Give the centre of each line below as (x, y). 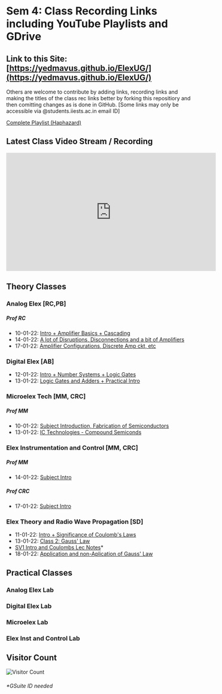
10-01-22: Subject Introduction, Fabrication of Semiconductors (92, 426)
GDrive (24, 37)
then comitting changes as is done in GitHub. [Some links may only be (92, 104)
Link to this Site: (37, 59)
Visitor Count (31, 658)
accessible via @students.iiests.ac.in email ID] (63, 111)
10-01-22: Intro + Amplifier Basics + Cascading (72, 333)
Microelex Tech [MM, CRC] (46, 396)
